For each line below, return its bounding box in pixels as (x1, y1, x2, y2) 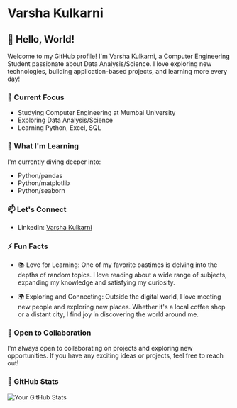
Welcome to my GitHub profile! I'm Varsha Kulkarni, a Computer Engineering (7, 52, 230, 60)
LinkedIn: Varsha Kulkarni (17, 223, 92, 231)
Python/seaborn (17, 186, 65, 194)
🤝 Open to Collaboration (7, 328, 92, 338)
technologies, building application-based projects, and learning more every (7, 67, 228, 75)
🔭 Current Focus (7, 92, 65, 102)
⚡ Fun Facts (7, 241, 48, 251)
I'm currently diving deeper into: (7, 158, 101, 166)
